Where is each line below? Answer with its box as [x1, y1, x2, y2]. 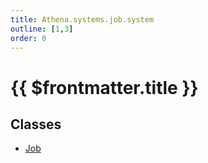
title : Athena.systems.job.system [10, 14, 155, 25]
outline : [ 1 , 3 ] [10, 24, 74, 34]
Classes [10, 116, 62, 133]
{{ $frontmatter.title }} [10, 76, 199, 99]
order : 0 [10, 33, 47, 43]
